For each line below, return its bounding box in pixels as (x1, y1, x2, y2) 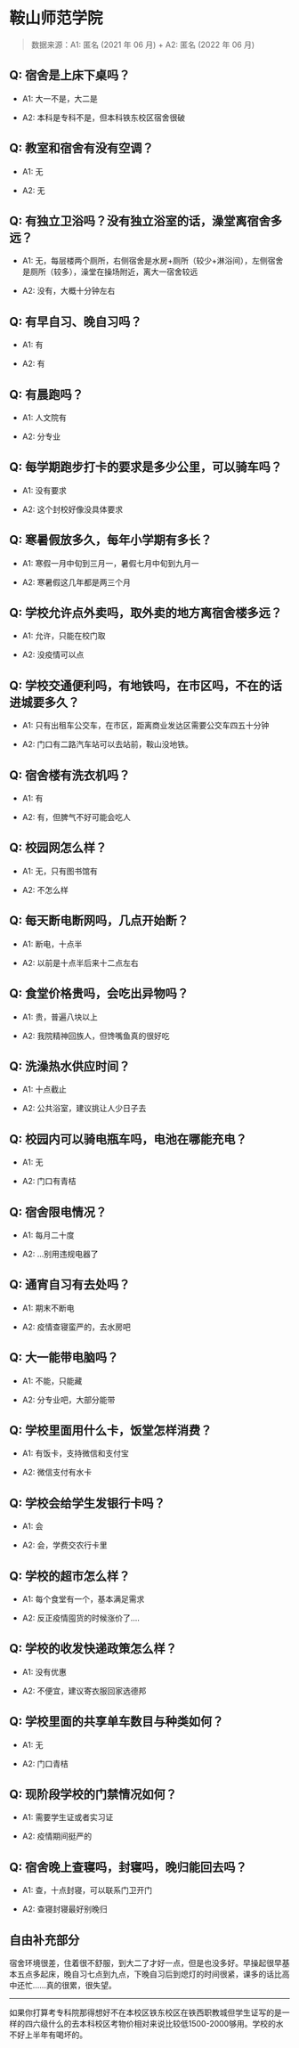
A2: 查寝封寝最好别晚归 (21, 1904, 108, 1914)
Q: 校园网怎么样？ (9, 841, 108, 856)
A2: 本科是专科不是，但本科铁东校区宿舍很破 (21, 112, 185, 123)
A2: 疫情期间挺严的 (21, 1831, 92, 1841)
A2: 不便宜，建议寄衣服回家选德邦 (21, 1685, 147, 1696)
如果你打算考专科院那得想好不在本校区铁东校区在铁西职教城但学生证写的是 (9, 2007, 282, 2018)
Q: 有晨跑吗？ (9, 386, 85, 402)
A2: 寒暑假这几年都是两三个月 (21, 576, 131, 588)
